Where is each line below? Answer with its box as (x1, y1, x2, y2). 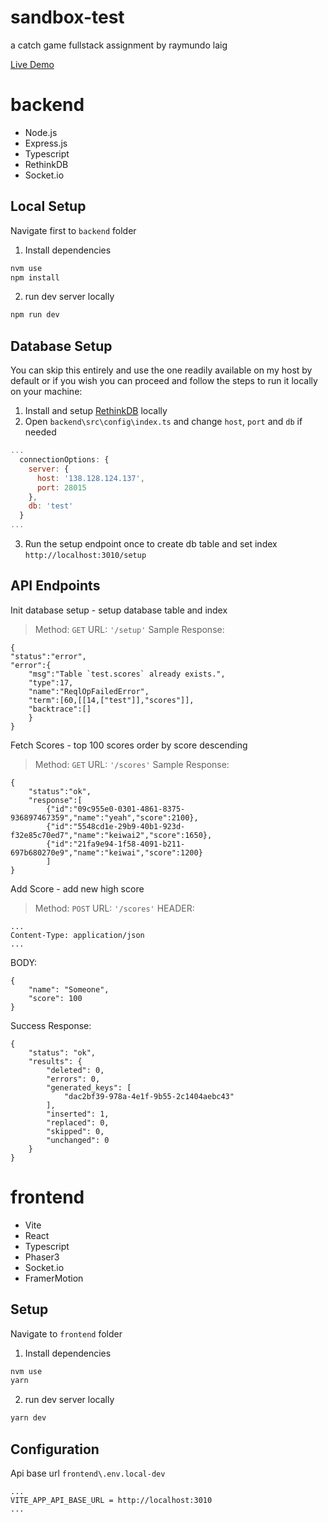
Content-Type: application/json (10, 930, 145, 940)
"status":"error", (10, 651, 87, 661)
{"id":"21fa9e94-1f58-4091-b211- (46, 839, 186, 849)
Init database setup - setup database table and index (10, 604, 228, 616)
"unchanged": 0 (46, 1135, 110, 1145)
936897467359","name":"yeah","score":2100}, (10, 812, 199, 823)
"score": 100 (28, 993, 83, 1003)
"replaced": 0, (46, 1117, 110, 1128)
